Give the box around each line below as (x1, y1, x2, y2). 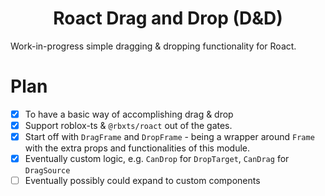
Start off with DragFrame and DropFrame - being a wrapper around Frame (24, 131, 315, 142)
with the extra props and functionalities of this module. (24, 142, 251, 154)
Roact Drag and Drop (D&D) (53, 7, 283, 30)
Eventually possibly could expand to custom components (24, 175, 261, 187)
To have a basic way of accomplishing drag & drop (24, 108, 234, 120)
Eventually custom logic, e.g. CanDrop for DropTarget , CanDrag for (24, 153, 290, 165)
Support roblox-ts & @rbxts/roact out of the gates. (24, 119, 233, 131)
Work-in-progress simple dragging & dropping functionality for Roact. (10, 40, 297, 52)
